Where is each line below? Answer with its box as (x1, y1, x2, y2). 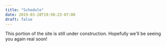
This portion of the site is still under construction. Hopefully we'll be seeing (5, 31, 161, 37)
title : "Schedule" (5, 7, 44, 13)
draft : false (5, 17, 33, 22)
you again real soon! (5, 36, 48, 42)
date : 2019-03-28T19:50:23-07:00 (5, 12, 76, 17)
